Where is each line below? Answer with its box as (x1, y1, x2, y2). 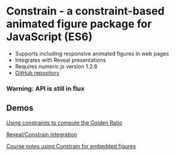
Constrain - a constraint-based (6, 4, 165, 18)
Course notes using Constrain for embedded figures (6, 142, 136, 149)
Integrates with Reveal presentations (14, 56, 106, 63)
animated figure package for (6, 17, 152, 31)
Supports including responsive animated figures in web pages (14, 50, 170, 57)
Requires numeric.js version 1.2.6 (14, 62, 98, 70)
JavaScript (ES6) (6, 30, 93, 44)
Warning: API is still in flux (6, 84, 84, 93)
